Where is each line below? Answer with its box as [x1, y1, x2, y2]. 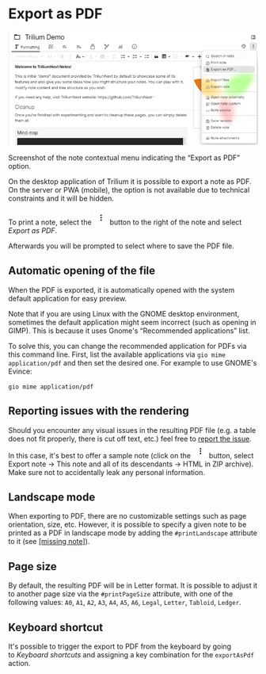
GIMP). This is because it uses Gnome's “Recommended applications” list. [8, 326, 251, 335]
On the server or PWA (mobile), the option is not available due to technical [8, 185, 250, 194]
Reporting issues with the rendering [8, 404, 190, 418]
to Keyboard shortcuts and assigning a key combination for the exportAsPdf [8, 649, 255, 659]
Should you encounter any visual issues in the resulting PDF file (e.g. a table [8, 425, 256, 435]
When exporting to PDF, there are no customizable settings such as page [8, 511, 247, 521]
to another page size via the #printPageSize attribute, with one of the [8, 589, 234, 599]
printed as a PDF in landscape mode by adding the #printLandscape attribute [8, 528, 257, 538]
